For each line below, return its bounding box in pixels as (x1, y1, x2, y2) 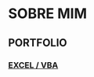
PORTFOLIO (8, 36, 68, 49)
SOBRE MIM (8, 5, 88, 23)
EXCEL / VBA (8, 60, 59, 71)
